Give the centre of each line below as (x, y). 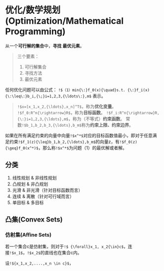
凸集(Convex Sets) (34, 220)
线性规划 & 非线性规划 (34, 178)
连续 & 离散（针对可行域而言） (43, 196)
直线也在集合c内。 (63, 253)
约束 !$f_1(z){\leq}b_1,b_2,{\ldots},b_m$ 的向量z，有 (64, 141)
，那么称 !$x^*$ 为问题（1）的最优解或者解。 (83, 148)
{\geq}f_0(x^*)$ (22, 148)
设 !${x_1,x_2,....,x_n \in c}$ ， (40, 263)
